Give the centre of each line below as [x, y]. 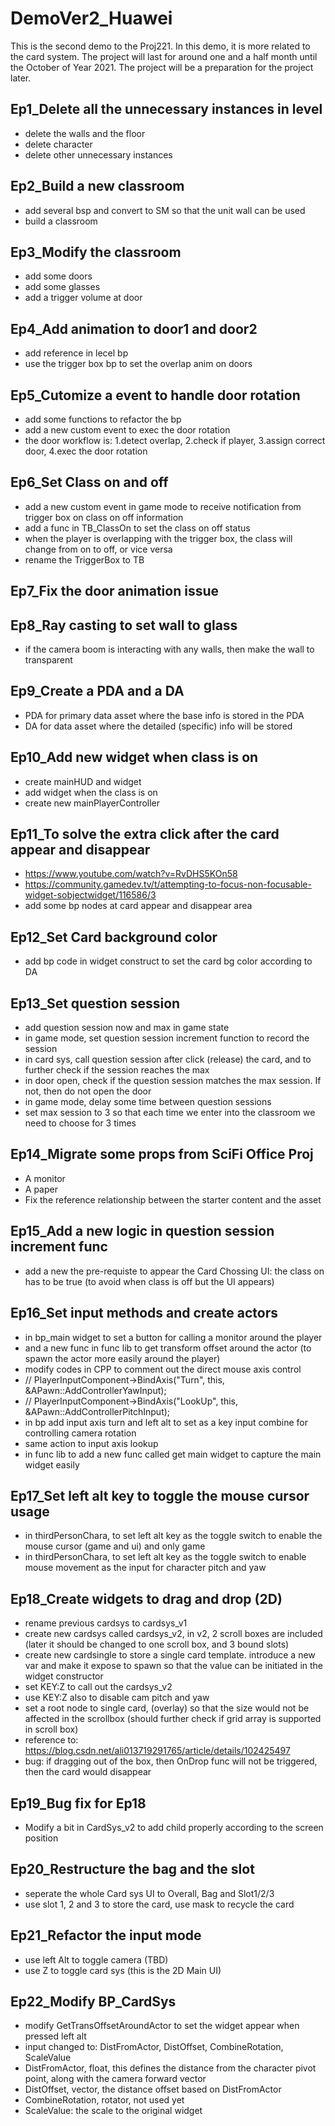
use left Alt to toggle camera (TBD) [96, 1959]
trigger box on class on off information [104, 517]
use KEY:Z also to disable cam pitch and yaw [117, 1698]
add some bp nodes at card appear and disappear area [138, 906]
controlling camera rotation [80, 1433]
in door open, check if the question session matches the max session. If [173, 1081]
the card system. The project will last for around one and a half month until [164, 56]
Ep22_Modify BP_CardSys [93, 2001]
